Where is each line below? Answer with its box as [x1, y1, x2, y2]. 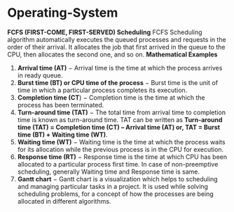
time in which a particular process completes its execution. [17, 86, 188, 94]
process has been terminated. [17, 100, 104, 109]
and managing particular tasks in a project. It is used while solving [17, 182, 209, 190]
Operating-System [7, 5, 118, 21]
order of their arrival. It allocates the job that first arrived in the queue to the [7, 43, 226, 51]
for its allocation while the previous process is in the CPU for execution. [17, 145, 224, 153]
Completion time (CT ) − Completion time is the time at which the [17, 93, 205, 102]
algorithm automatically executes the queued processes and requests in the [7, 35, 226, 43]
